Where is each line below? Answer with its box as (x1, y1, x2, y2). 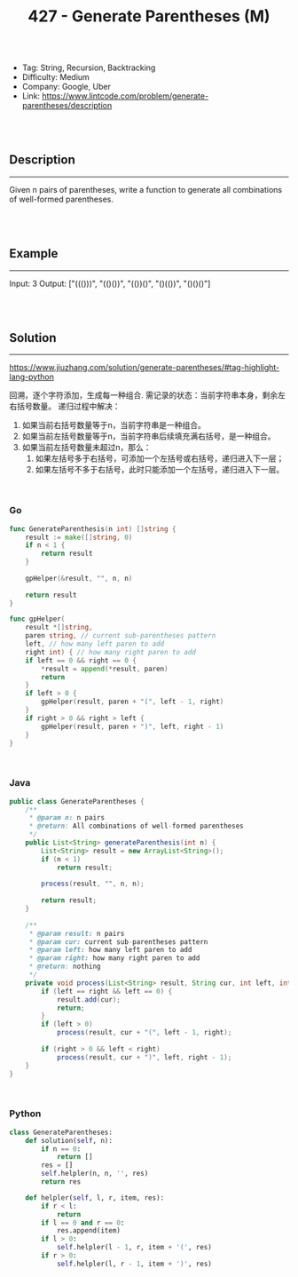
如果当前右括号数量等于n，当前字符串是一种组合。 (21, 420, 207, 431)
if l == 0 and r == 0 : (41, 1218, 125, 1227)
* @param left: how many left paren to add (28, 946, 192, 955)
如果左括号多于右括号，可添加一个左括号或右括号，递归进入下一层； (35, 453, 285, 464)
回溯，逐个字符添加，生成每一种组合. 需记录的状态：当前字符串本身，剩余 (9, 390, 278, 401)
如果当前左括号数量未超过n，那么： (21, 442, 153, 453)
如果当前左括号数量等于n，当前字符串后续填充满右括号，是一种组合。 (21, 431, 277, 441)
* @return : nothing (28, 962, 101, 972)
